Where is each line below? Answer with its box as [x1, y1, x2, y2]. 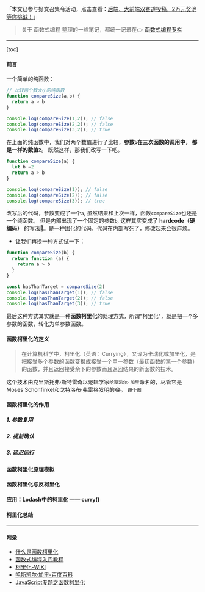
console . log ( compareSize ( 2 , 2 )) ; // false [6, 121, 113, 127]
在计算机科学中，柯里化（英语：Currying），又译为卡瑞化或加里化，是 [21, 350, 196, 357]
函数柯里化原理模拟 [6, 466, 55, 473]
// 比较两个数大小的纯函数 [6, 87, 65, 93]
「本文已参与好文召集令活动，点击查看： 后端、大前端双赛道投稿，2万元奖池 [6, 5, 197, 12]
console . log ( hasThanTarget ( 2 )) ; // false [6, 295, 113, 301]
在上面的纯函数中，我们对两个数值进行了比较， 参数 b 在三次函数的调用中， [6, 139, 191, 146]
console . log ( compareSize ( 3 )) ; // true [6, 198, 105, 204]
